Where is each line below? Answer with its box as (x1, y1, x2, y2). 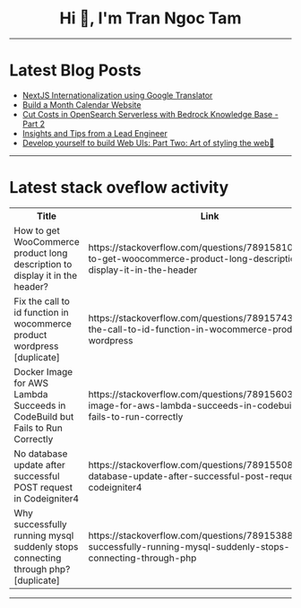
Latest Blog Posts (9, 60, 142, 81)
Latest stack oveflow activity (9, 178, 229, 198)
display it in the (13, 269, 78, 282)
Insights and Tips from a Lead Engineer (21, 127, 168, 138)
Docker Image (13, 365, 73, 378)
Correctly (13, 432, 54, 445)
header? (13, 280, 49, 292)
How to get (13, 224, 60, 237)
